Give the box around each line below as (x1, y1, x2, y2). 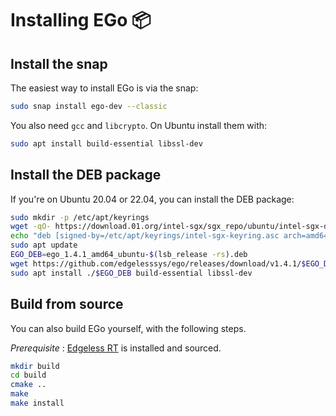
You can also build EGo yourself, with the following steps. (10, 322, 247, 334)
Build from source (10, 296, 124, 313)
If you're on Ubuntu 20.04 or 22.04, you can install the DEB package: (10, 193, 295, 205)
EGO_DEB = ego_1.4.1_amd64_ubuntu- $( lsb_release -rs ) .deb (10, 250, 248, 260)
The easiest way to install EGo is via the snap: (10, 82, 199, 94)
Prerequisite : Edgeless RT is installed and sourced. (10, 342, 222, 354)
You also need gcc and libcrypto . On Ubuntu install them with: (10, 119, 268, 131)
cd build (10, 370, 47, 381)
